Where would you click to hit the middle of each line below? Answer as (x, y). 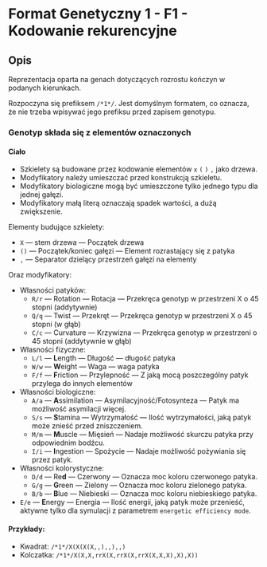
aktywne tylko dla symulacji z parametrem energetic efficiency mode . (135, 510)
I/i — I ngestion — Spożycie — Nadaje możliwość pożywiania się (139, 451)
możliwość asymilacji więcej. (79, 409)
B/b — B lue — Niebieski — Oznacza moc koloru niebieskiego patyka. (144, 494)
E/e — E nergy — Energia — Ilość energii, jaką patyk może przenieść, (132, 502)
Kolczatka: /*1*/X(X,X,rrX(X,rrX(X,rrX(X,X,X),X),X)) (109, 555)
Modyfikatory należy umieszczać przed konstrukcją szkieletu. (121, 178)
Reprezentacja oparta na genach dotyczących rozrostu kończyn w (117, 79)
